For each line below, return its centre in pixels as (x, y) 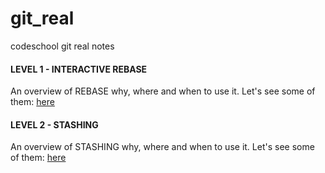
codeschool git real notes (62, 46)
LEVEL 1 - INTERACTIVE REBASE (79, 69)
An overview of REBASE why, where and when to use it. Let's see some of (163, 91)
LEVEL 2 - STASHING (54, 124)
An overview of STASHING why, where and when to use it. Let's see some (162, 147)
